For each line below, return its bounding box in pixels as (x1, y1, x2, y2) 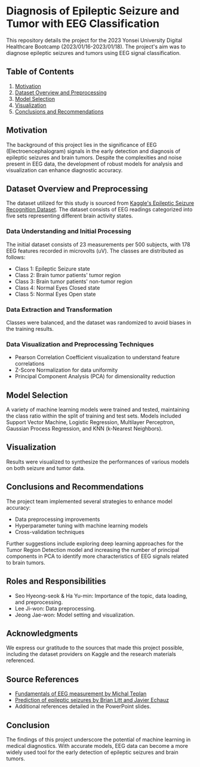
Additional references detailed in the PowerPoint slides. (14, 703, 151, 710)
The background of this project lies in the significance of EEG (6, 141, 157, 148)
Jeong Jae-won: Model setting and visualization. (14, 611, 135, 618)
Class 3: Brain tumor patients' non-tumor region (14, 278, 133, 285)
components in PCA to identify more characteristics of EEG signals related (6, 553, 189, 560)
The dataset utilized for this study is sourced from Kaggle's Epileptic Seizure (6, 200, 195, 207)
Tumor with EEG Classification (6, 17, 160, 30)
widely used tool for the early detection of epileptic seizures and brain (6, 748, 179, 756)
